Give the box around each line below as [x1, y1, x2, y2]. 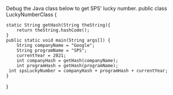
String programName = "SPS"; [16, 47, 87, 53]
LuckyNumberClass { [6, 11, 57, 18]
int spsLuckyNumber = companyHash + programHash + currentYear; [8, 68, 168, 74]
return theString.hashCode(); [16, 27, 90, 33]
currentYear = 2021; [16, 53, 66, 59]
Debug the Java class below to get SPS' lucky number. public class [6, 5, 167, 12]
